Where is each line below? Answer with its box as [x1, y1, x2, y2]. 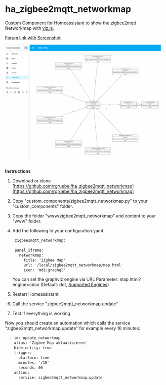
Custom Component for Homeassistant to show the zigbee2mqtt [5, 20, 137, 26]
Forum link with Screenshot [5, 35, 61, 41]
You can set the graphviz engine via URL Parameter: [12, 276, 119, 282]
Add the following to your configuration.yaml [12, 227, 103, 233]
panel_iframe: [14, 248, 44, 253]
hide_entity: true [14, 345, 52, 350]
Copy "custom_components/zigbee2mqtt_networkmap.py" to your [12, 198, 148, 204]
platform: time [18, 355, 50, 360]
